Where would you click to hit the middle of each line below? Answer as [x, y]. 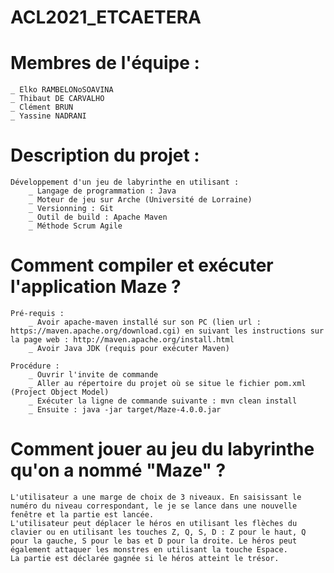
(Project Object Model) [60, 392]
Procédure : [35, 366]
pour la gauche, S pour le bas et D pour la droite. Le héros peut [154, 541]
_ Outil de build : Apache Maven [98, 217]
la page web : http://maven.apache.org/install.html [122, 340]
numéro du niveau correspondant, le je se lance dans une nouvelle [154, 506]
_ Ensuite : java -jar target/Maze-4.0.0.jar [125, 410]
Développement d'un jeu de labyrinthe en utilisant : [125, 182]
